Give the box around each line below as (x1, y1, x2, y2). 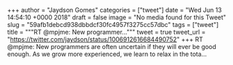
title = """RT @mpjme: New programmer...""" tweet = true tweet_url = (7, 28, 206, 36)
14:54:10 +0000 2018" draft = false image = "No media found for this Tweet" (7, 13, 227, 21)
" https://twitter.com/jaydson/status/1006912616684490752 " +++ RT (7, 35, 204, 44)
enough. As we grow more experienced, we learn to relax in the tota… (7, 50, 207, 58)
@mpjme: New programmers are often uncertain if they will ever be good (7, 43, 217, 50)
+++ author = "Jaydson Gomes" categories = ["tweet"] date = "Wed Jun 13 (7, 6, 223, 14)
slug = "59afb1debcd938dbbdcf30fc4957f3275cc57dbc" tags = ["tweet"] (7, 21, 219, 28)
